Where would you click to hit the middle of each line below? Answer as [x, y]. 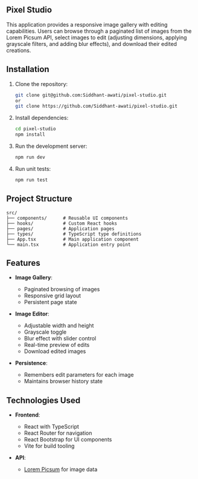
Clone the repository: [41, 84]
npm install [30, 135]
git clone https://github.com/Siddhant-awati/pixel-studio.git [96, 106]
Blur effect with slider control [60, 339]
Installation [28, 69]
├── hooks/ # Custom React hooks [62, 223]
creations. [19, 50]
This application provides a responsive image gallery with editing [87, 24]
